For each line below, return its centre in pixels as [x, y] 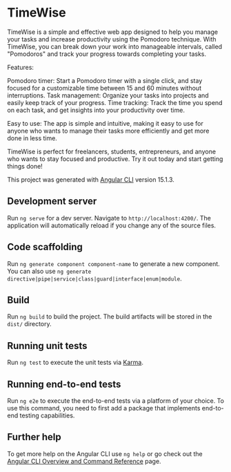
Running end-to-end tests [64, 384]
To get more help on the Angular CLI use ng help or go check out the [105, 453]
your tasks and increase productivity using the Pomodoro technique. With [112, 39]
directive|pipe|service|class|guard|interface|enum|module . [94, 279]
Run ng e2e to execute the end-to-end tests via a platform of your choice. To [116, 401]
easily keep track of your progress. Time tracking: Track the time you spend [115, 102]
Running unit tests [47, 346]
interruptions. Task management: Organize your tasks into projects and [108, 95]
